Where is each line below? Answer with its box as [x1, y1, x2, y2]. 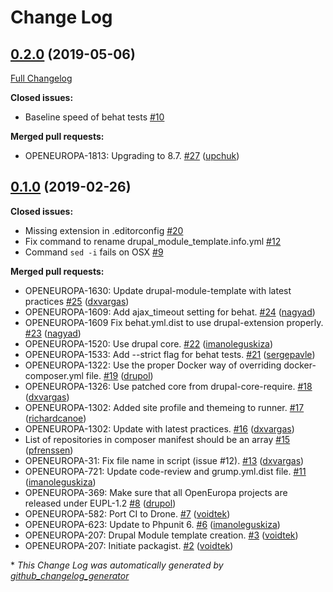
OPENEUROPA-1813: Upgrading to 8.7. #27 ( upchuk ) [24, 150, 240, 161]
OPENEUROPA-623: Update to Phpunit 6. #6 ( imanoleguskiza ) [24, 518, 281, 530]
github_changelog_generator [10, 569, 130, 581]
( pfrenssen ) [24, 444, 74, 456]
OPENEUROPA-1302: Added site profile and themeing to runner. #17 [24, 401, 305, 413]
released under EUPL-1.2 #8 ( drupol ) [24, 497, 177, 509]
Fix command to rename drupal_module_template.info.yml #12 [24, 235, 282, 247]
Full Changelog [10, 72, 73, 84]
